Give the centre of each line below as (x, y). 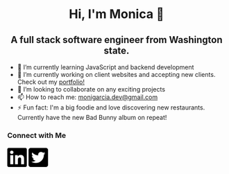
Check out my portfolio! (51, 82)
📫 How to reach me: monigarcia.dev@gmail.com (87, 97)
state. (117, 50)
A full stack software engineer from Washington (117, 40)
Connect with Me (37, 135)
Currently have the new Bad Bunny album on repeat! (92, 118)
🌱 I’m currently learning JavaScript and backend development (105, 67)
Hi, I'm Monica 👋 (117, 14)
